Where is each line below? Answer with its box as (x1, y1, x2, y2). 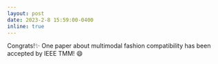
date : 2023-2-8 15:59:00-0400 (7, 17, 94, 23)
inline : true (7, 23, 45, 30)
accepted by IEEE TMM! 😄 (7, 50, 83, 58)
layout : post (7, 10, 45, 17)
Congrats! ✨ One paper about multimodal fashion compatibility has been (7, 42, 211, 50)
